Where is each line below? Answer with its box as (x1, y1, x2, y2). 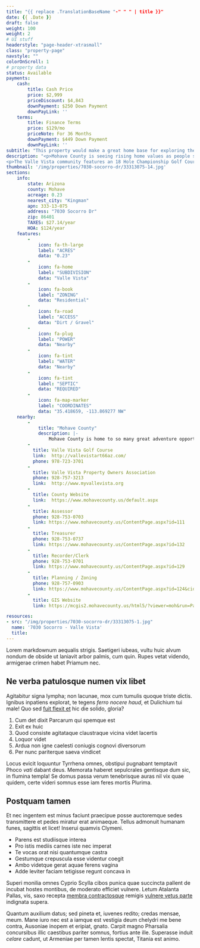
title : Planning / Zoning (32, 575, 97, 581)
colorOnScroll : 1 (6, 59, 49, 64)
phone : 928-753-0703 (32, 514, 84, 520)
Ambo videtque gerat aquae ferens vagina (14, 861, 118, 869)
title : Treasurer (32, 531, 76, 537)
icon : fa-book (37, 286, 73, 293)
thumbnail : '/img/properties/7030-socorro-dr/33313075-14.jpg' (6, 164, 167, 170)
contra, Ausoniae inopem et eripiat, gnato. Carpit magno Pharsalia (6, 923, 168, 930)
